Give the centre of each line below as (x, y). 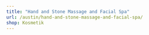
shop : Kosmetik (25, 23)
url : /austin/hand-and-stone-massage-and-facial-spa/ (75, 17)
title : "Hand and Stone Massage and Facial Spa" (68, 12)
